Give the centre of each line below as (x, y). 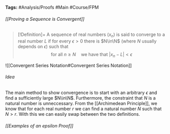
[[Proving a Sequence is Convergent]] (45, 19)
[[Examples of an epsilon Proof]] (39, 125)
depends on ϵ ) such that (43, 47)
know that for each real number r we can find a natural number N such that (83, 109)
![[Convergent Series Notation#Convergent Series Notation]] (69, 65)
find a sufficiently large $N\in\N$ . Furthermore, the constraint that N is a (80, 98)
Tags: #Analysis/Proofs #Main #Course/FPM (52, 7)
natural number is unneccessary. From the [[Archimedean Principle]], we (81, 103)
